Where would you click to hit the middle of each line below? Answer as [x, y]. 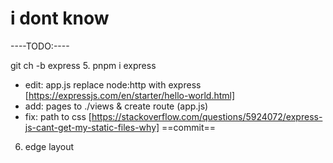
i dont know [60, 18]
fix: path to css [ [58, 116]
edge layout [49, 146]
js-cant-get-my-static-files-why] [92, 127]
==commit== [188, 127]
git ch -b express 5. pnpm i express [83, 65]
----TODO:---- [40, 46]
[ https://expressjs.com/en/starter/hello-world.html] [130, 95]
